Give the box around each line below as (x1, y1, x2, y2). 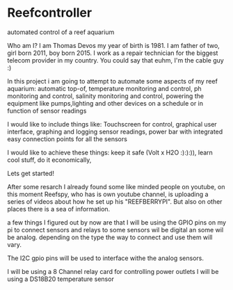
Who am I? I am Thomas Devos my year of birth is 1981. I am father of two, (7, 41, 220, 49)
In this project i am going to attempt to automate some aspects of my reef (7, 76, 218, 85)
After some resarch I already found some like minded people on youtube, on (7, 182, 225, 191)
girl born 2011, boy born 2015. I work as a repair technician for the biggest (7, 49, 218, 57)
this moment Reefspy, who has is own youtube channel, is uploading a (7, 190, 209, 198)
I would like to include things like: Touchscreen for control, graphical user (7, 120, 217, 128)
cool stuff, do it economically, (7, 155, 92, 164)
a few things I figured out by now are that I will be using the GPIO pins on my (7, 218, 227, 227)
